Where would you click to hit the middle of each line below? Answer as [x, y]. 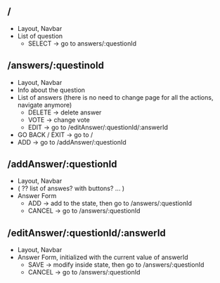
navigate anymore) [45, 105]
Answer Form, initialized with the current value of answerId [103, 257]
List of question [40, 36]
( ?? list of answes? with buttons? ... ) [71, 188]
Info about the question [51, 90]
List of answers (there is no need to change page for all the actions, [115, 97]
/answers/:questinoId [56, 66]
